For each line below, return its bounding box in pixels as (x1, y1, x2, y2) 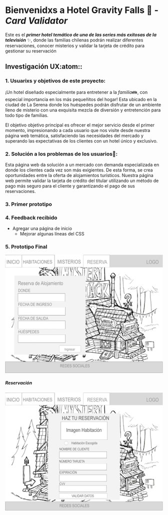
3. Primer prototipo (5, 200, 52, 207)
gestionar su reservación (5, 47, 56, 54)
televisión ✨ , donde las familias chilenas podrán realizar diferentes (5, 37, 143, 43)
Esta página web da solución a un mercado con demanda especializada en (5, 161, 159, 167)
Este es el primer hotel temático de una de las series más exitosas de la (5, 31, 156, 37)
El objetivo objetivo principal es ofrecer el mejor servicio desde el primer (5, 122, 155, 128)
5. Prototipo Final (5, 243, 47, 250)
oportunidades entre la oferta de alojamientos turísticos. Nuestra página (5, 172, 153, 178)
